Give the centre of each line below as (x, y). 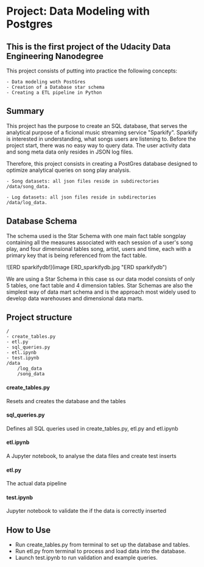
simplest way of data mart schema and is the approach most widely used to (101, 292)
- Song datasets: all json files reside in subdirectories (83, 181)
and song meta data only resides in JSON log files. (70, 152)
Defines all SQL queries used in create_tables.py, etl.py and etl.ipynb (92, 428)
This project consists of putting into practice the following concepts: (92, 71)
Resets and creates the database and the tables (66, 401)
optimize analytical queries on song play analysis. (69, 170)
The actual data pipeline (37, 484)
